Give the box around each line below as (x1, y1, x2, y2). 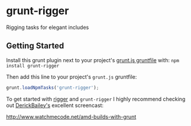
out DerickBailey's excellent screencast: (6, 102, 104, 109)
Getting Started (6, 41, 64, 51)
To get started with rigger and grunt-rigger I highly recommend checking (6, 95, 186, 102)
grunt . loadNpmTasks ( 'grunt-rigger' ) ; (6, 85, 99, 91)
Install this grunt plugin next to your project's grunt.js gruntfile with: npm (6, 56, 179, 63)
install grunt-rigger (6, 63, 60, 69)
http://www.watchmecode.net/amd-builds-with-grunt (6, 113, 137, 120)
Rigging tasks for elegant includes (6, 24, 89, 31)
